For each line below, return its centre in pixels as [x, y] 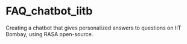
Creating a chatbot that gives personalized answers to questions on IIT [93, 28]
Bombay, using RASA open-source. [49, 34]
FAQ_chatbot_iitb [49, 11]
